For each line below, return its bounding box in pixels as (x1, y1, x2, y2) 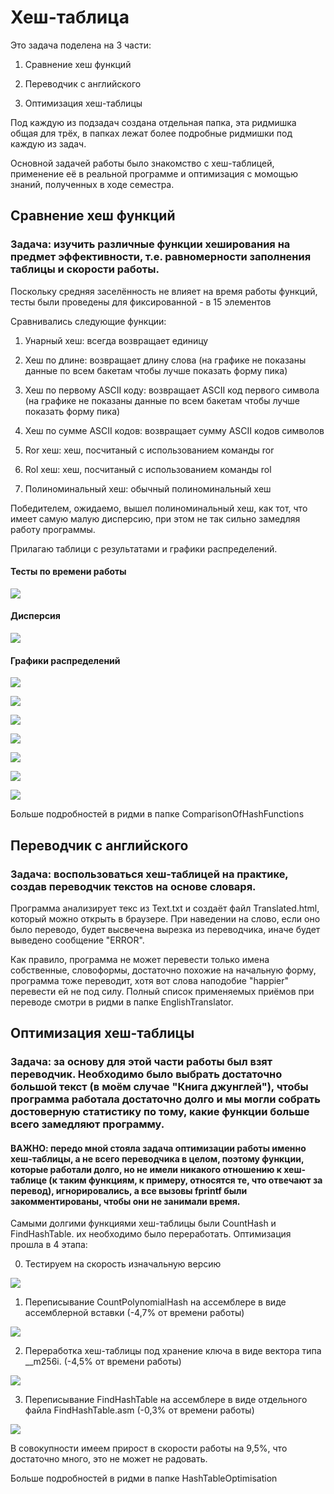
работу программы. (10, 523, 96, 535)
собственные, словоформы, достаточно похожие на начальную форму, (10, 964, 317, 976)
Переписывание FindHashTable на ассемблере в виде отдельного (24, 1394, 308, 1406)
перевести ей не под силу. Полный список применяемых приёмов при (10, 985, 315, 997)
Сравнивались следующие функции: (10, 315, 167, 327)
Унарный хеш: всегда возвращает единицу (24, 334, 209, 346)
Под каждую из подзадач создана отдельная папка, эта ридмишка (10, 116, 297, 128)
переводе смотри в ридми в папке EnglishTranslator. (10, 996, 234, 1008)
